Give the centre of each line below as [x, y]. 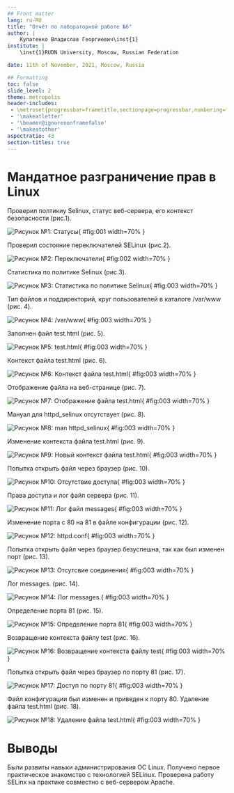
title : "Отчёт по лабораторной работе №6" [70, 26]
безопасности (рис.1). [39, 218]
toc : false [23, 84]
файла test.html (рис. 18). [44, 707]
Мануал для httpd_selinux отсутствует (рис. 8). [77, 414]
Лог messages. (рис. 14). [44, 584]
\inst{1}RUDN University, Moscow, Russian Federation [99, 53]
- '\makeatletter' [37, 117]
